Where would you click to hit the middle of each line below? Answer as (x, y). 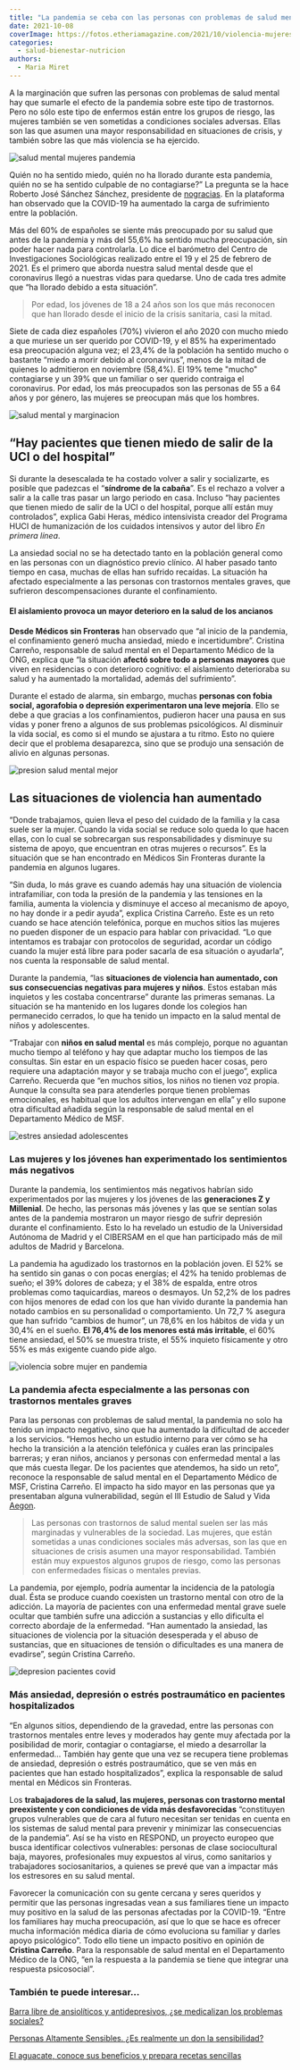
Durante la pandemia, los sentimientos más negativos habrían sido (131, 1190)
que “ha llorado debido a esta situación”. (83, 287)
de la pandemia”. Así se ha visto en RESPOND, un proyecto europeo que (142, 1838)
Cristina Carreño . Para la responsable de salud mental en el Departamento (147, 1949)
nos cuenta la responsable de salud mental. (89, 960)
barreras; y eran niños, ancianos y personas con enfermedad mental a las (145, 1458)
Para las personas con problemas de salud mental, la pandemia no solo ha (146, 1421)
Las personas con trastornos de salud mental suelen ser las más (150, 1523)
